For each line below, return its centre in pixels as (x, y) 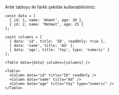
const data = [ (20, 16)
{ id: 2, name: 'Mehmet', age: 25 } (46, 24)
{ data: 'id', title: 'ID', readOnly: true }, (57, 41)
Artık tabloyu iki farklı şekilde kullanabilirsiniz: (51, 7)
